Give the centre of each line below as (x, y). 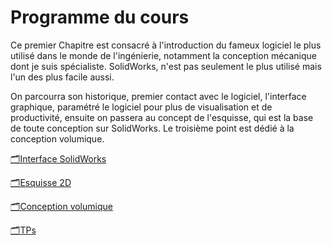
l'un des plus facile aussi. (62, 77)
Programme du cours (100, 17)
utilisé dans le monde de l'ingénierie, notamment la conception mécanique (163, 55)
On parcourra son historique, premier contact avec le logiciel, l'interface (158, 96)
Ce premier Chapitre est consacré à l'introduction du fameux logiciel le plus (166, 45)
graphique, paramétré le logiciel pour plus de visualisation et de (141, 107)
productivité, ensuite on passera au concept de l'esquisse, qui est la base (162, 117)
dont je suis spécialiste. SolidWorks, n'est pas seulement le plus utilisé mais (166, 66)
